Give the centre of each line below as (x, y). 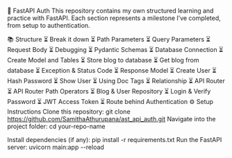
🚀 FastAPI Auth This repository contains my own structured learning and (110, 11)
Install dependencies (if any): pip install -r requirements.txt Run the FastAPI (115, 140)
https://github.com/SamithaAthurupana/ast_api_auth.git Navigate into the (111, 119)
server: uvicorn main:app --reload (56, 147)
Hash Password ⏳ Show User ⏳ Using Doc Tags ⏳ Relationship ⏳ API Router (116, 81)
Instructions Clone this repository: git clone (69, 112)
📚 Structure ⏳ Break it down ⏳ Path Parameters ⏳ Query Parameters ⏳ (109, 39)
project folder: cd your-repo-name (56, 126)
